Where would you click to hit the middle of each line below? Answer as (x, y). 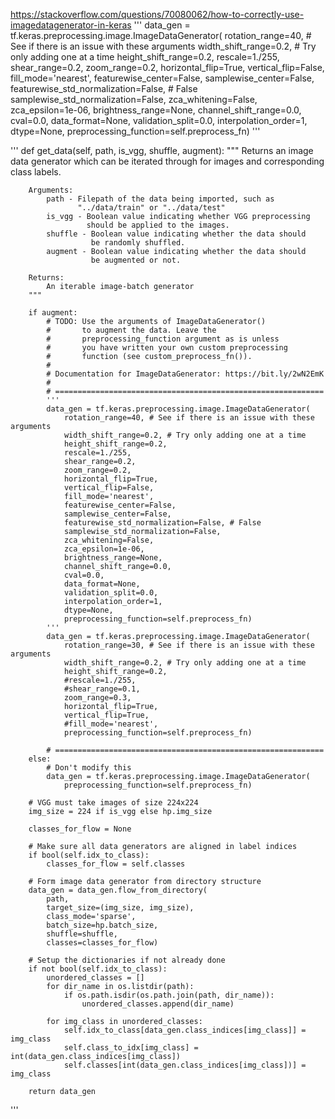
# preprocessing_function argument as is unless (163, 339)
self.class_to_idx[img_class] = (131, 1048)
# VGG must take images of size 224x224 (113, 803)
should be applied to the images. (158, 225)
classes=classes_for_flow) (102, 943)
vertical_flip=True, (106, 715)
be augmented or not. (136, 260)
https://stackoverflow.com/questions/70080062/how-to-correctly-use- (157, 14)
